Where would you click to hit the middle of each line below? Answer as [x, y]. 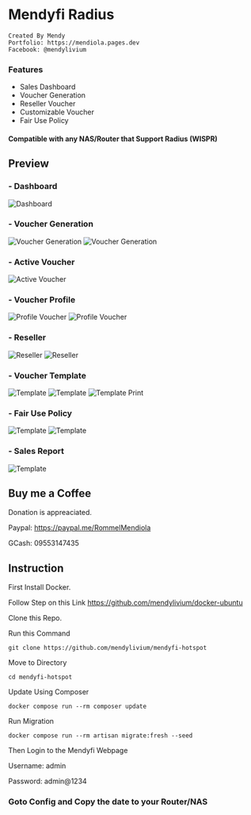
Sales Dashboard [48, 87]
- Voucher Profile [42, 300]
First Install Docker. [40, 587]
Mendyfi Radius [61, 15]
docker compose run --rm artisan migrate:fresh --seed [101, 736]
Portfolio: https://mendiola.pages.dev [74, 42]
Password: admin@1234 [48, 781]
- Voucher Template [48, 375]
